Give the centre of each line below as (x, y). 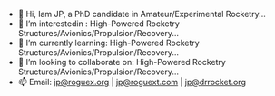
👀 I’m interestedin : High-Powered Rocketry (98, 24)
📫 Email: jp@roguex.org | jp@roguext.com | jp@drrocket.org (132, 82)
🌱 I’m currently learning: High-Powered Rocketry (108, 43)
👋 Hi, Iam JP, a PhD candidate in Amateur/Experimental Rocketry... (142, 14)
